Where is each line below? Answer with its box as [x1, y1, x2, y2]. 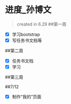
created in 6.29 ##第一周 [16, 21, 67, 27]
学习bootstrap [12, 31, 40, 37]
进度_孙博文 [5, 4, 52, 15]
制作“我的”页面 [12, 94, 42, 100]
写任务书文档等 [12, 38, 42, 43]
